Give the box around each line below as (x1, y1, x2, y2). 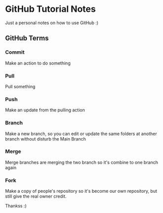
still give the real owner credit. (5, 193, 67, 199)
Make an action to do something (5, 60, 71, 66)
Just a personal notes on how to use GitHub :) (5, 20, 99, 26)
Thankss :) (5, 203, 27, 209)
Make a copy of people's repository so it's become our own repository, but (5, 188, 157, 194)
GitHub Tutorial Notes (5, 3, 96, 15)
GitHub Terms (5, 34, 49, 42)
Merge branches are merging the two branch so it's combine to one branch (5, 159, 158, 165)
